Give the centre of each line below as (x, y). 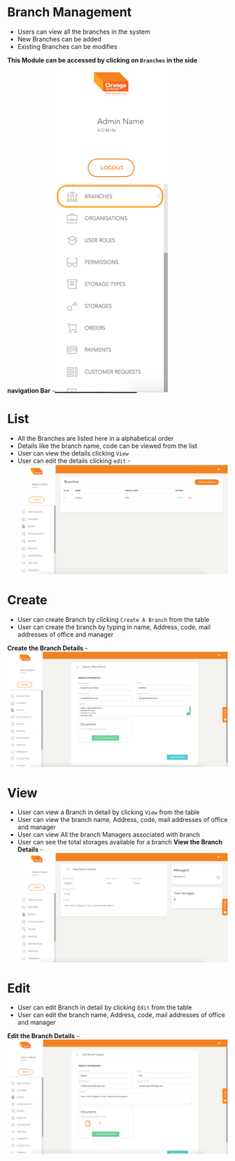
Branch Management (70, 12)
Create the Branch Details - (48, 648)
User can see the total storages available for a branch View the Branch (120, 842)
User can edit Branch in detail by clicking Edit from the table (105, 1007)
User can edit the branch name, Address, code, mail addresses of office (121, 1015)
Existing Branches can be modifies (67, 46)
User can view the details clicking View (73, 453)
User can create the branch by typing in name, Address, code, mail (114, 627)
